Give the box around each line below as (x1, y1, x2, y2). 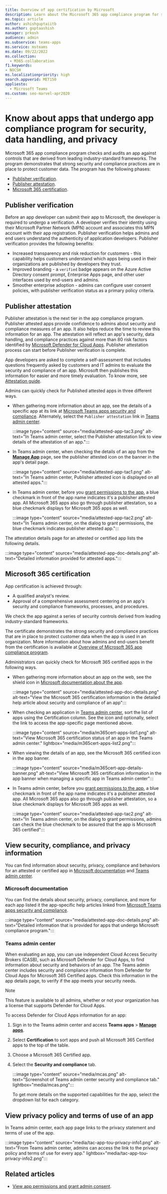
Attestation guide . (5, 378, 42, 384)
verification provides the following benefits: (5, 241, 94, 247)
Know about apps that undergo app (5, 112, 154, 124)
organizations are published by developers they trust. (12, 261, 122, 267)
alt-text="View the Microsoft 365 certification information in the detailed (12, 694, 161, 700)
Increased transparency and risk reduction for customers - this (12, 250, 142, 256)
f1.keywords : (5, 63, 32, 68)
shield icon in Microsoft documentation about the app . (12, 679, 123, 685)
